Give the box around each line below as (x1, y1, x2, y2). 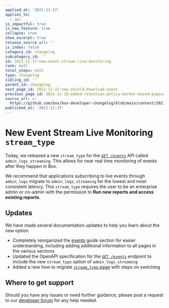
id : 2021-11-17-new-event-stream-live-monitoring (5, 59, 112, 64)
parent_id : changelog (5, 82, 51, 87)
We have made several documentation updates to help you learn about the (5, 222, 160, 228)
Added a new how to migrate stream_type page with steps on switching (12, 264, 160, 270)
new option (5, 227, 29, 234)
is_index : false (5, 45, 39, 50)
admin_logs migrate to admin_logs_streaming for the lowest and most (5, 178, 147, 184)
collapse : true (5, 31, 37, 36)
